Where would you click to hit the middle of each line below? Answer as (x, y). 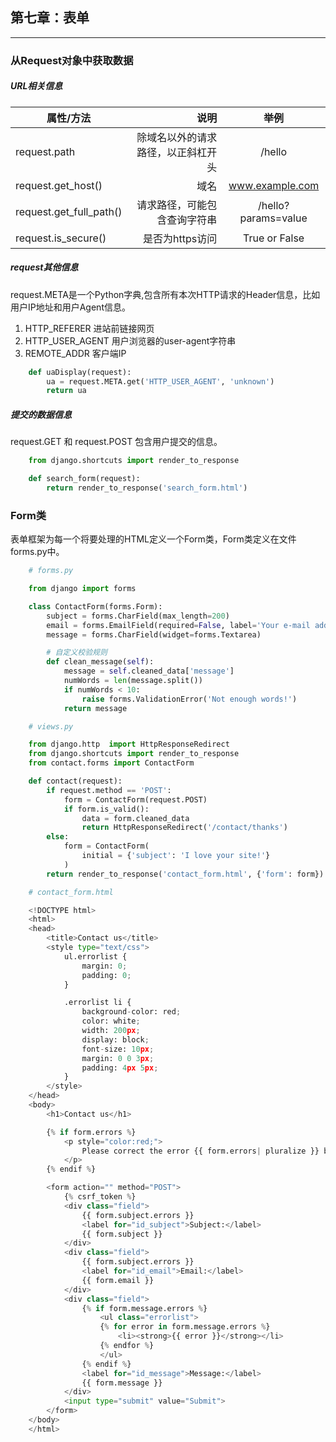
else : (58, 837)
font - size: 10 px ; (118, 1049)
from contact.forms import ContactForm (111, 763)
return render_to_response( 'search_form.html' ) (147, 488)
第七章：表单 (50, 18)
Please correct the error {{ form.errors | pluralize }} (200, 1151)
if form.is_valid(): (106, 809)
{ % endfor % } (127, 1346)
